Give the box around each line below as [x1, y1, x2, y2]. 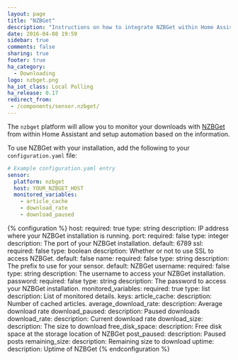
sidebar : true [7, 37, 50, 44]
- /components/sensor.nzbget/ [10, 103, 100, 110]
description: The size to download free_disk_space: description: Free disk [7, 322, 222, 330]
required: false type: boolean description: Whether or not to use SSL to [7, 246, 214, 255]
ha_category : [7, 63, 46, 70]
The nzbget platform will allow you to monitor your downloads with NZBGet [7, 122, 225, 131]
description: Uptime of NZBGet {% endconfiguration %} [7, 344, 170, 353]
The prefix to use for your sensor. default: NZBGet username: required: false [7, 261, 230, 270]
